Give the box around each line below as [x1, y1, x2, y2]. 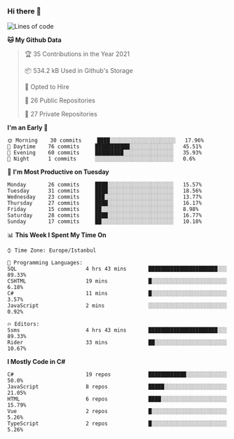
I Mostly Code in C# [7, 358, 66, 366]
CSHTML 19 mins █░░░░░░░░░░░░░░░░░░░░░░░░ [7, 278, 228, 285]
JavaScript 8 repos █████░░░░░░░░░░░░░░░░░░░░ [7, 384, 228, 391]
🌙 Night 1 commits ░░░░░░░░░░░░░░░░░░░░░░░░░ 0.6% [7, 156, 196, 163]
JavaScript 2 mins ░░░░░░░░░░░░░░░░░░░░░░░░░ [7, 302, 228, 309]
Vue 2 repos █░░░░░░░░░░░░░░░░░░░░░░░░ [7, 408, 228, 415]
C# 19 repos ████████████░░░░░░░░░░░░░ [7, 371, 228, 378]
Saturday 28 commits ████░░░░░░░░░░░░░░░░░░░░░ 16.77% [7, 212, 202, 219]
